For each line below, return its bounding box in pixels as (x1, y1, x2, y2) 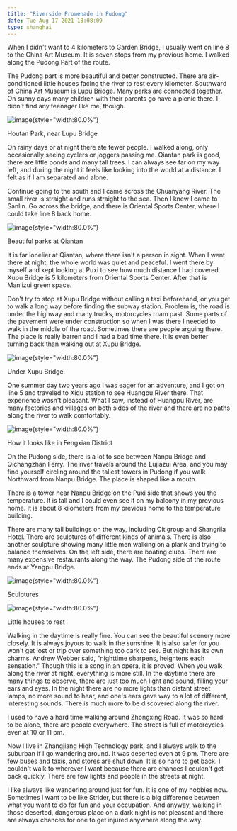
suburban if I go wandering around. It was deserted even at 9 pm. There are (7, 749, 229, 758)
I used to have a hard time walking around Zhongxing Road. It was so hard (7, 713, 224, 722)
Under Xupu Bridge (7, 367, 64, 376)
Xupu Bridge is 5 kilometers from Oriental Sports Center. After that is (7, 274, 207, 282)
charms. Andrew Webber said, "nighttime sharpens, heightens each (7, 654, 205, 663)
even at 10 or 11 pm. (7, 728, 65, 737)
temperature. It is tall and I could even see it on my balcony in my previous (7, 496, 224, 505)
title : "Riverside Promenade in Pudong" (7, 10, 129, 18)
